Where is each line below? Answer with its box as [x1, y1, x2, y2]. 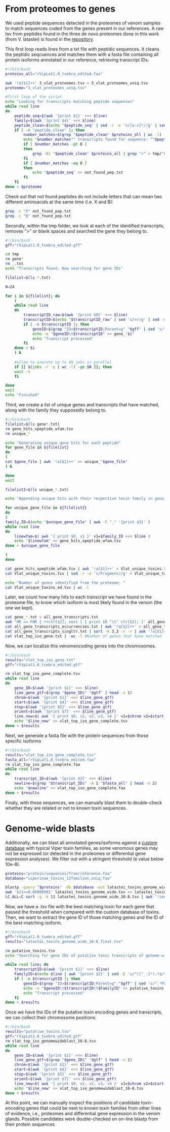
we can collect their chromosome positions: [5, 1015, 97, 1021]
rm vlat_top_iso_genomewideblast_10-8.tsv [5, 1038, 96, 1044]
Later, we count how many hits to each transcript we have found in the [5, 594, 152, 600]
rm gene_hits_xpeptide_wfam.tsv [5, 426, 73, 431]
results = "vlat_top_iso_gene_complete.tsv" [5, 752, 96, 758]
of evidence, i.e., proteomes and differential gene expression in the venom [5, 1111, 160, 1117]
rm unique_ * [5, 431, 30, 436]
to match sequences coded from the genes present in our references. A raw [5, 25, 164, 31]
